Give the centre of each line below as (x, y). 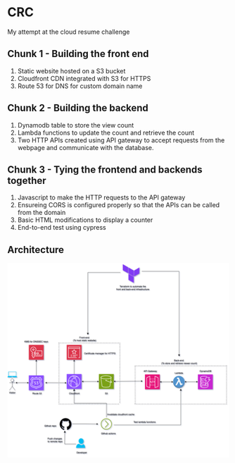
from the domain (42, 213)
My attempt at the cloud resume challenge (69, 32)
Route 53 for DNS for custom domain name (80, 86)
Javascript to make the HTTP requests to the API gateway (101, 197)
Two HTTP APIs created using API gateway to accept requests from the (121, 140)
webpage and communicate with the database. (85, 147)
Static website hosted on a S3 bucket (71, 70)
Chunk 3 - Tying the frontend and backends (105, 169)
